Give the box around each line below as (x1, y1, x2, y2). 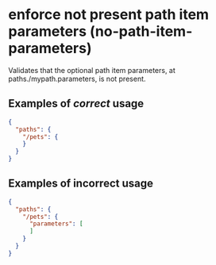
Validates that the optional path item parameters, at (8, 65, 176, 75)
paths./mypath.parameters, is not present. (8, 74, 146, 83)
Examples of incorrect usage (8, 177, 153, 190)
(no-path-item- (90, 22, 193, 40)
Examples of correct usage (8, 97, 145, 110)
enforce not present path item (8, 6, 209, 24)
